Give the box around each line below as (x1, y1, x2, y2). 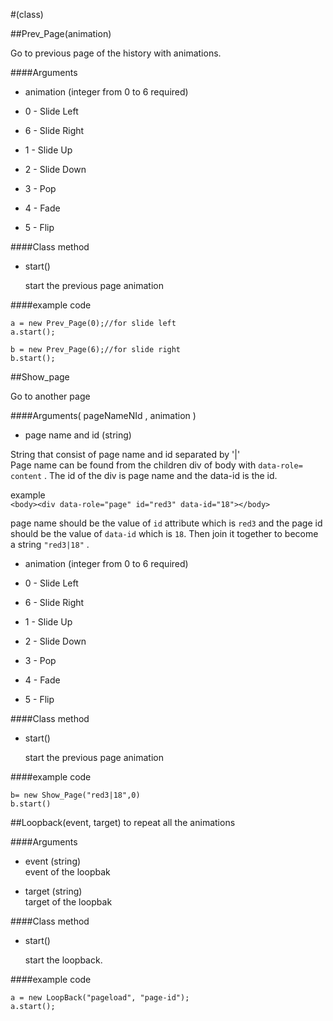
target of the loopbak (24, 896, 113, 908)
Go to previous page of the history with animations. (10, 47, 222, 59)
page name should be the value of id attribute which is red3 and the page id (10, 517, 323, 529)
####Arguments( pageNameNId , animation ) (10, 410, 197, 421)
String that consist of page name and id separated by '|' (10, 449, 241, 460)
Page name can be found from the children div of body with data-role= (10, 459, 303, 471)
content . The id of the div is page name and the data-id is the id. (10, 470, 278, 481)
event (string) (24, 855, 82, 867)
